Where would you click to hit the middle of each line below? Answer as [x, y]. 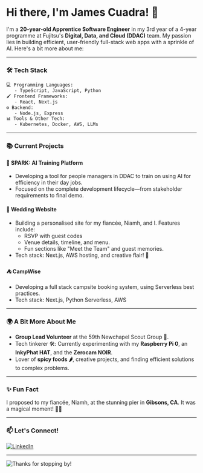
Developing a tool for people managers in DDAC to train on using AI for [103, 176]
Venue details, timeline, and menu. [67, 242]
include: [25, 229]
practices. [27, 293]
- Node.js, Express [39, 113]
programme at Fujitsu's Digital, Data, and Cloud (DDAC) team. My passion [99, 35]
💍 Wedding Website [31, 209]
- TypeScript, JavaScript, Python [58, 91]
